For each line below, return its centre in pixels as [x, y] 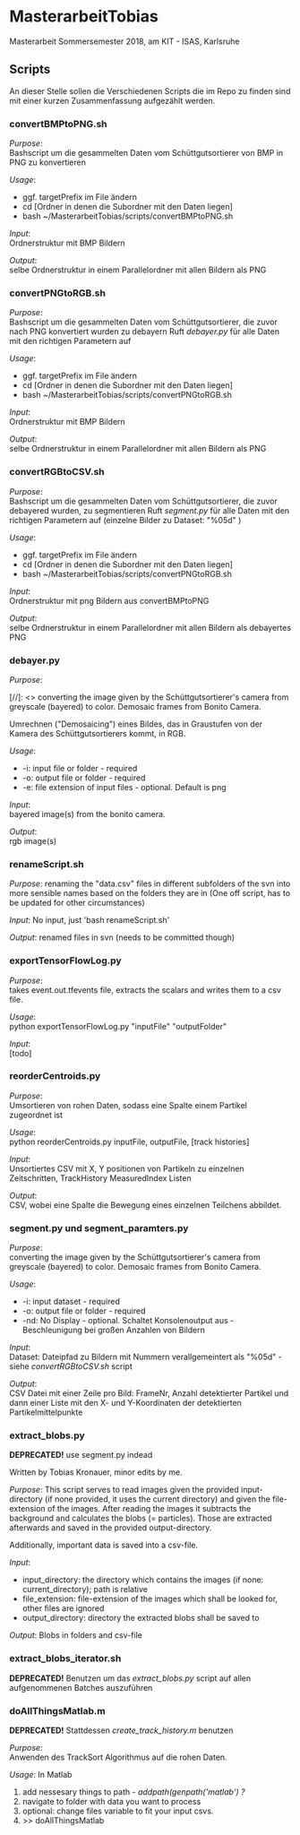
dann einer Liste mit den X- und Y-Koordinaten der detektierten [125, 1403]
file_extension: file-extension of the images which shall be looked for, [150, 1599]
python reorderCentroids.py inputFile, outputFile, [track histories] [129, 1141]
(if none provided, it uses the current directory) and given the [157, 1499]
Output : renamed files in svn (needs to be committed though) [122, 937]
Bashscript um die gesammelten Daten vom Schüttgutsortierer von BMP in [146, 153]
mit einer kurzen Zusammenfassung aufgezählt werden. [112, 100]
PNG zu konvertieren [48, 162]
